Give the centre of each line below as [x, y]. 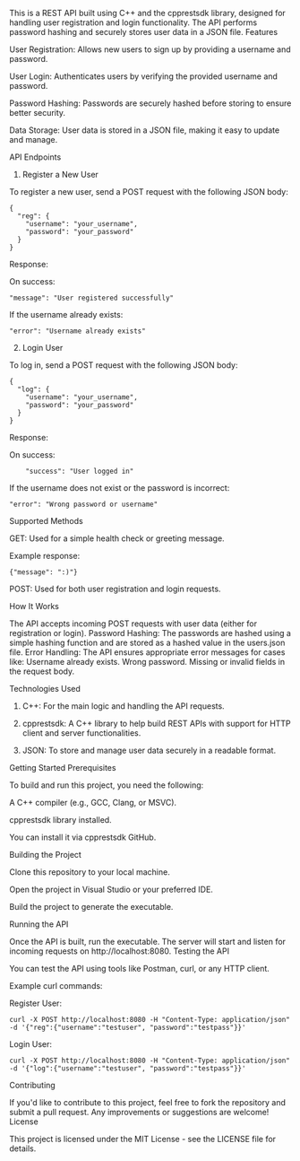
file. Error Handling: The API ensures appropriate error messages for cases [147, 652]
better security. [37, 113]
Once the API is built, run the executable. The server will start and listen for [148, 942]
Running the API [39, 924]
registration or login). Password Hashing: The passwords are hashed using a [150, 633]
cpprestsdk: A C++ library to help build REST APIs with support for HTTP [156, 723]
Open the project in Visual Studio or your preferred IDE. [111, 889]
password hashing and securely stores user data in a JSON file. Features [144, 32]
